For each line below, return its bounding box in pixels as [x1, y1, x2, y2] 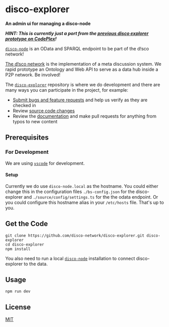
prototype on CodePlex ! [5, 36, 57, 42]
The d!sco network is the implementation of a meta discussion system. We [5, 61, 162, 67]
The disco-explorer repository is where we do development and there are [5, 81, 160, 88]
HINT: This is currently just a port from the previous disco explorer [5, 30, 149, 36]
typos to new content [12, 118, 58, 124]
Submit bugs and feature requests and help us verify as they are [12, 97, 148, 103]
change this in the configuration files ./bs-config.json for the [5, 188, 135, 195]
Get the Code [5, 220, 48, 228]
